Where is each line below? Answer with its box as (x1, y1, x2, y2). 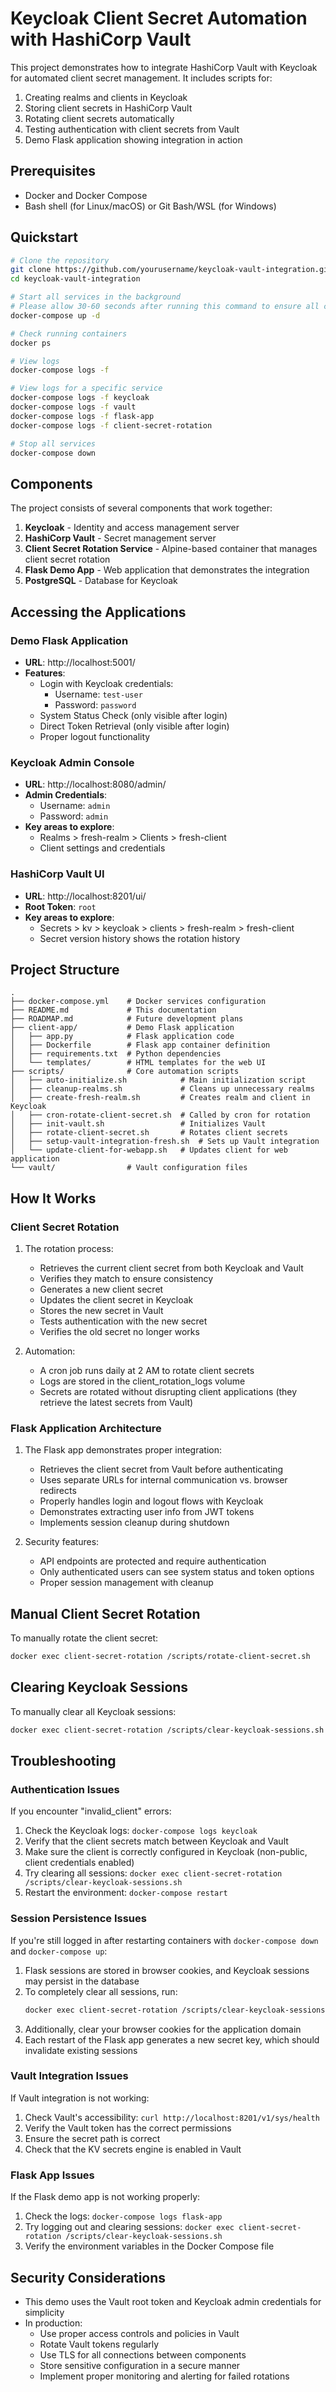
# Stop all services (10, 438, 97, 449)
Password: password (54, 698, 137, 711)
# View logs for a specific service (10, 383, 163, 394)
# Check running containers (10, 328, 128, 339)
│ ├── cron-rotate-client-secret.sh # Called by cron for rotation (10, 1110, 311, 1121)
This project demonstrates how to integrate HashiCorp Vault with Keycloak (10, 61, 318, 73)
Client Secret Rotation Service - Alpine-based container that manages (24, 543, 318, 555)
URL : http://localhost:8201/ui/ (24, 890, 147, 902)
